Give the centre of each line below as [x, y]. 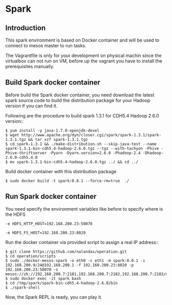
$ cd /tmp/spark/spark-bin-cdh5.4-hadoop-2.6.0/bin [61, 283]
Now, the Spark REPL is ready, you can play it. [54, 297]
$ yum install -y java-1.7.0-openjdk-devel [52, 130]
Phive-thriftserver [26, 153]
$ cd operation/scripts [31, 256]
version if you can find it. [31, 106]
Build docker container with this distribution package [61, 171]
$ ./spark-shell [23, 288]
